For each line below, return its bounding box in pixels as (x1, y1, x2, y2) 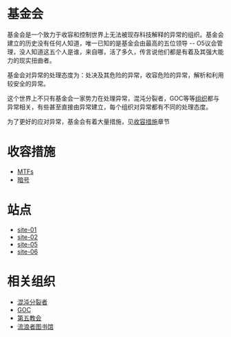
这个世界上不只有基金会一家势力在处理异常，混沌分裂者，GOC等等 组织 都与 (7, 94, 220, 102)
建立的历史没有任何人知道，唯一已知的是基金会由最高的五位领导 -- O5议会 (7, 39, 217, 47)
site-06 (16, 247, 38, 256)
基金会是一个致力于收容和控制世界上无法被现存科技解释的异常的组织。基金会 (7, 30, 224, 39)
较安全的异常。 (7, 79, 49, 88)
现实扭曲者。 (19, 56, 56, 64)
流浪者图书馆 (16, 322, 54, 331)
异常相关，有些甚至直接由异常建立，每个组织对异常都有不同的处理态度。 (7, 103, 212, 111)
